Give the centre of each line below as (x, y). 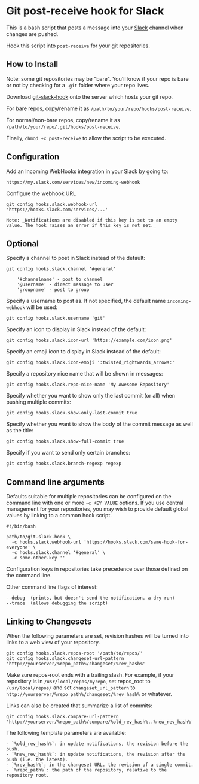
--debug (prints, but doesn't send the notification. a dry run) (91, 598)
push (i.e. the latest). (37, 759)
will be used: (42, 307)
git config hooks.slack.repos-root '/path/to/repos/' (75, 653)
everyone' (19, 547)
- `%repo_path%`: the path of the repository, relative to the (87, 770)
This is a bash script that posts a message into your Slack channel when (95, 28)
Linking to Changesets (49, 621)
